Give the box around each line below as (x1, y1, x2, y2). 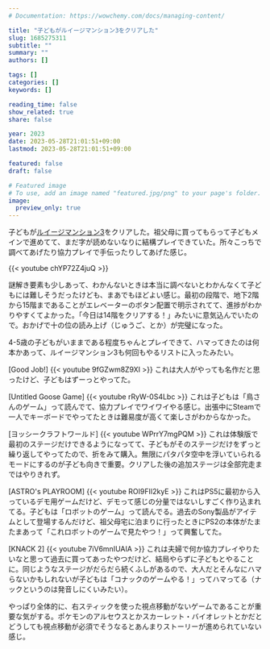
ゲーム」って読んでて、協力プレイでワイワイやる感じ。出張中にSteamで (22, 402, 262, 412)
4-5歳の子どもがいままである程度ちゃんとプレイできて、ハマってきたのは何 (8, 338, 260, 347)
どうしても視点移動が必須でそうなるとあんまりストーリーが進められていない (8, 622, 262, 631)
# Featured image (8, 181, 67, 189)
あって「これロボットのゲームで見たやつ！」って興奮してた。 (22, 527, 226, 537)
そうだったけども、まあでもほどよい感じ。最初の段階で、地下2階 (43, 290, 260, 300)
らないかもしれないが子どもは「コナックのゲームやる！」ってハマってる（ (8, 574, 255, 585)
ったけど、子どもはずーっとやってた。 (8, 375, 135, 385)
